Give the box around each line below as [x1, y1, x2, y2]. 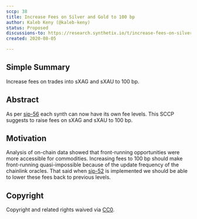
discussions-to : [6, 30, 46, 36]
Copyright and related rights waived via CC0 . [6, 206, 115, 213]
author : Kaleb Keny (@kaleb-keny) [6, 19, 91, 25]
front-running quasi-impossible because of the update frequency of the [6, 161, 179, 168]
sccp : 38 [6, 8, 28, 15]
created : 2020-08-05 [6, 36, 57, 41]
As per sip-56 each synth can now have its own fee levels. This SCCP [6, 110, 175, 117]
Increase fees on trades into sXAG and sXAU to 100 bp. [6, 78, 140, 85]
